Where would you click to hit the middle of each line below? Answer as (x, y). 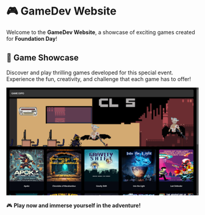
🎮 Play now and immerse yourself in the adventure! (74, 206)
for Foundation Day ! (32, 38)
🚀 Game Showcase (43, 58)
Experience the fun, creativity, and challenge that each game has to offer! (99, 79)
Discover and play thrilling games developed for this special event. (90, 72)
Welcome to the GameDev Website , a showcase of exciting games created (101, 32)
